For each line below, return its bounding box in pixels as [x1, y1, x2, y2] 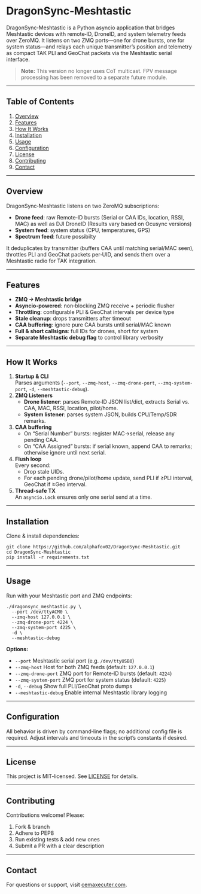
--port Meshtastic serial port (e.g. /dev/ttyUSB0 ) [14, 657, 135, 664]
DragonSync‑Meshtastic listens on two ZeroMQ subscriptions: [6, 202, 160, 209]
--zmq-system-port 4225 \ [11, 624, 77, 630]
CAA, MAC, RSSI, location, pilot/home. [23, 405, 118, 412]
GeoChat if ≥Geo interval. [23, 481, 87, 488]
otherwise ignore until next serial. [23, 449, 106, 456]
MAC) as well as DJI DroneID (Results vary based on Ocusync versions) [14, 220, 192, 227]
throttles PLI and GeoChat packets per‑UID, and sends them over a [6, 251, 170, 258]
